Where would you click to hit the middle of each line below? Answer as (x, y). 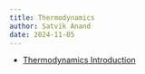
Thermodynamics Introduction (79, 60)
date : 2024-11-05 (42, 34)
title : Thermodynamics (52, 18)
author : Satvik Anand (50, 26)
